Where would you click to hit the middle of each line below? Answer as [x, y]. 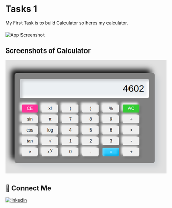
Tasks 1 [21, 9]
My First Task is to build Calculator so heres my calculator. [67, 23]
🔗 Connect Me [28, 188]
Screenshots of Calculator [48, 51]
